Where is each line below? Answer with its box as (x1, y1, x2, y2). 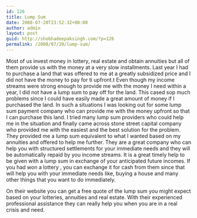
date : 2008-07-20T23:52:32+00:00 (6, 19, 88, 25)
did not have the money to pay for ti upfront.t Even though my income (6, 76, 175, 83)
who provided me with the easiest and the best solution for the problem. (6, 126, 181, 133)
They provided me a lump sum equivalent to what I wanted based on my (6, 132, 181, 139)
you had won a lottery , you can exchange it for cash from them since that (6, 163, 185, 170)
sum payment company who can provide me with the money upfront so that (6, 107, 190, 115)
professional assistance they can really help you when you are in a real (6, 200, 178, 207)
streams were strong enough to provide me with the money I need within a (6, 82, 186, 89)
